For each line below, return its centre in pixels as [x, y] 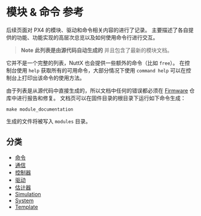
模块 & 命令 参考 [45, 12]
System [24, 200]
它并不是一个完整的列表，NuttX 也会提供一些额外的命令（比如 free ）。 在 [95, 63]
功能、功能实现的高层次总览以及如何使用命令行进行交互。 [87, 37]
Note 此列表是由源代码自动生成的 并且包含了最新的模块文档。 [97, 50]
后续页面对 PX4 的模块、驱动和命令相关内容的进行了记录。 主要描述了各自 [97, 30]
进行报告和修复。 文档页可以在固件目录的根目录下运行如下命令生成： [101, 98]
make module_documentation [40, 109]
